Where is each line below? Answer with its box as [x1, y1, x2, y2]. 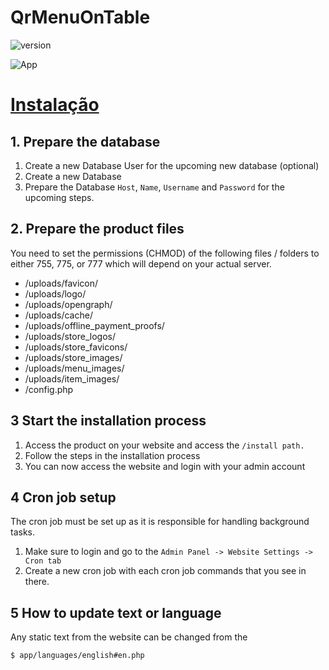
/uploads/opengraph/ [24, 298, 113, 310]
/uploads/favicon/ [24, 277, 99, 289]
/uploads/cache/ [24, 309, 93, 321]
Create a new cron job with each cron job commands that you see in [24, 565, 307, 577]
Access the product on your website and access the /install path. [24, 439, 305, 451]
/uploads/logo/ [24, 287, 87, 300]
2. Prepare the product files [10, 221, 185, 238]
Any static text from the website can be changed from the [10, 631, 248, 643]
